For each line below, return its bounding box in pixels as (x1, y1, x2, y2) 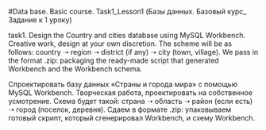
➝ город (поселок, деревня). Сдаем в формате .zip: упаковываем (8, 105, 232, 114)
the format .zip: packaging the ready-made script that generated (8, 55, 220, 65)
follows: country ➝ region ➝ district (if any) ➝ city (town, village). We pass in (8, 48, 259, 56)
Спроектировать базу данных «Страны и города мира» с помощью (8, 79, 238, 89)
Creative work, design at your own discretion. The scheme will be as (8, 39, 233, 48)
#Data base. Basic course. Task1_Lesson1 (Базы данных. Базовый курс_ (8, 7, 247, 16)
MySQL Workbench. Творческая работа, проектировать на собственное (8, 88, 253, 97)
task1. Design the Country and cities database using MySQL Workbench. (8, 31, 246, 40)
